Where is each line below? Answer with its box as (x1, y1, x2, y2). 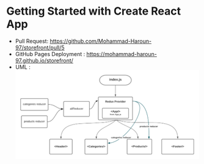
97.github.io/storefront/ (15, 57, 73, 64)
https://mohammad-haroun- (86, 50, 157, 57)
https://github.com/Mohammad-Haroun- (49, 37, 151, 45)
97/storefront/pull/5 (15, 44, 65, 51)
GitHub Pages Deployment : (15, 50, 86, 57)
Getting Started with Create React (6, 4, 181, 18)
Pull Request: (15, 37, 49, 45)
